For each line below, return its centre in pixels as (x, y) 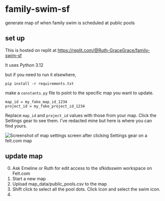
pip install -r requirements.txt (40, 83)
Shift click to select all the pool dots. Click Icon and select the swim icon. (86, 189)
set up (15, 38)
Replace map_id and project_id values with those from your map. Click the (81, 115)
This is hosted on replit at (31, 50)
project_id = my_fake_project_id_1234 (45, 106)
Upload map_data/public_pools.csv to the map (60, 184)
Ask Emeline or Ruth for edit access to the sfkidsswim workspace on (82, 168)
